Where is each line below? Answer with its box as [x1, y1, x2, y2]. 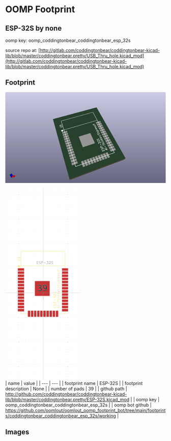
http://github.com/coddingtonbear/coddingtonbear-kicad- [5, 391, 127, 397]
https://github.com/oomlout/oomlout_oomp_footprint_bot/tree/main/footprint [5, 407, 166, 413]
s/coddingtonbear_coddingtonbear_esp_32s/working [5, 413, 116, 419]
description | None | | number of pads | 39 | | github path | [5, 386, 127, 392]
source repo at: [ [5, 47, 40, 53]
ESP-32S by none [5, 24, 62, 33]
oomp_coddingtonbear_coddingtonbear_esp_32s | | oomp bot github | [5, 402, 152, 408]
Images [5, 427, 30, 436]
